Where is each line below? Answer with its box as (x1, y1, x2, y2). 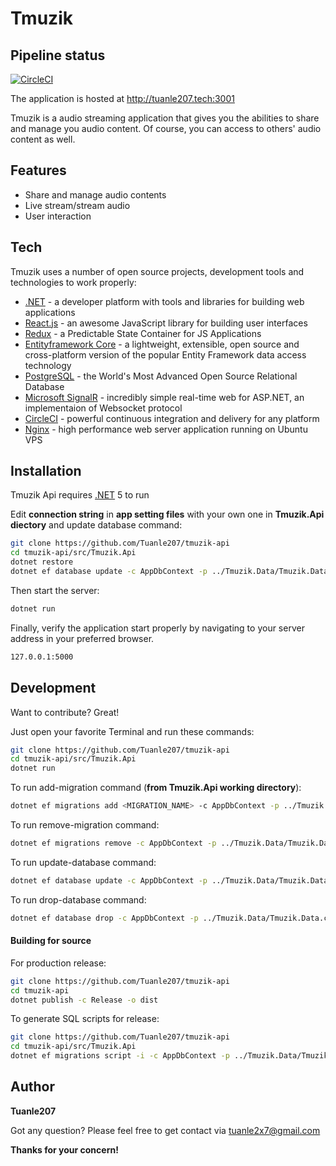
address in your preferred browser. (10, 632, 155, 644)
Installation (10, 463, 82, 480)
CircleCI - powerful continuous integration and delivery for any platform (24, 412, 320, 424)
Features (10, 162, 67, 179)
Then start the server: (10, 584, 100, 596)
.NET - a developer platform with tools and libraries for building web (24, 295, 305, 307)
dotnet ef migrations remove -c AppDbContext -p (10, 838, 217, 848)
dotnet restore (10, 557, 74, 567)
